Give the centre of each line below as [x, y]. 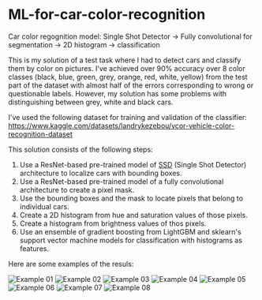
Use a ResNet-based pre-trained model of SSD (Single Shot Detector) [133, 164]
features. [34, 248]
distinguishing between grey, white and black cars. [91, 102]
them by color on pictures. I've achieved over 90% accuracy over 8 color [127, 68]
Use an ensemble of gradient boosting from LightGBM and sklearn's [131, 231]
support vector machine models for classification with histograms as [131, 240]
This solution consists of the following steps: [80, 149]
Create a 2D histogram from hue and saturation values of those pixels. [134, 215]
